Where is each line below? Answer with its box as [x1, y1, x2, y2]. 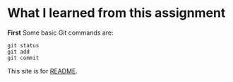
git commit [7, 54, 40, 61]
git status [7, 42, 40, 49]
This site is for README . [7, 66, 78, 75]
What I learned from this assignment [7, 5, 226, 21]
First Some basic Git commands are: [7, 28, 114, 37]
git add [7, 48, 30, 55]
